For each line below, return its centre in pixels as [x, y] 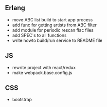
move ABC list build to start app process [53, 19]
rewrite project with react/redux [44, 67]
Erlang [15, 8]
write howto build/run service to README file [57, 40]
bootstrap [22, 100]
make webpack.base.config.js [42, 72]
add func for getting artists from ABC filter [54, 25]
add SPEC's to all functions [39, 35]
